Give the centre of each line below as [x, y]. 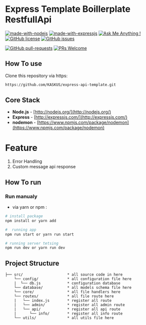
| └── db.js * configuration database [67, 283]
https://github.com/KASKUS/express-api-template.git [61, 85]
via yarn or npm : [29, 207]
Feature [21, 148]
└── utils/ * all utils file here [64, 318]
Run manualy [21, 196]
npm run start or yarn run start [40, 234]
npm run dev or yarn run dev [35, 248]
